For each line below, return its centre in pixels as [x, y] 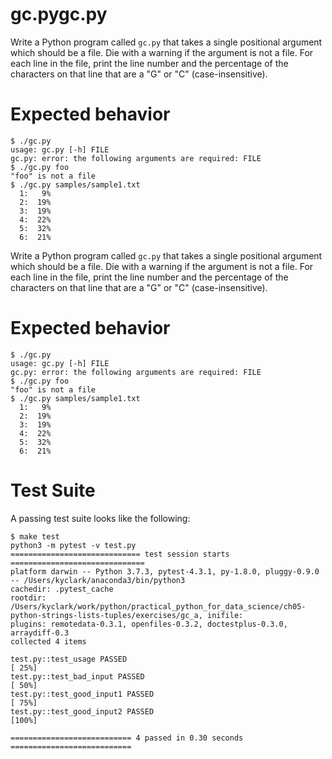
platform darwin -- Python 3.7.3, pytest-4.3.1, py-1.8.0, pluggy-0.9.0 [165, 571]
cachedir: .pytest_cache [62, 589]
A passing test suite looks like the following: [100, 518]
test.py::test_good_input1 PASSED [82, 694]
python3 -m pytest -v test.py [73, 545]
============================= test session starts [120, 554]
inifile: [225, 615]
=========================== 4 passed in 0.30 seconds [127, 738]
